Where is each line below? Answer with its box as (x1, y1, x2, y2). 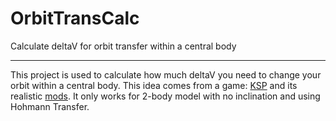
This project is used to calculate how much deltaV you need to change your (10, 68, 322, 81)
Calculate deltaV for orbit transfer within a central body (10, 40, 237, 52)
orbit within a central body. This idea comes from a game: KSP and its (10, 79, 298, 91)
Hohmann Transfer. (10, 100, 90, 112)
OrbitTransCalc (10, 7, 140, 30)
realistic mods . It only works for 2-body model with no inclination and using (10, 90, 321, 102)
